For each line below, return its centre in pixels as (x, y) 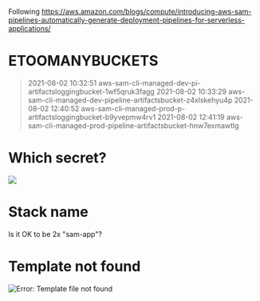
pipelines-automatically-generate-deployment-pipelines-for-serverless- (127, 20)
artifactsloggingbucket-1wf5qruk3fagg (91, 91)
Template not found (75, 267)
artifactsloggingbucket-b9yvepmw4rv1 (92, 117)
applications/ (30, 28)
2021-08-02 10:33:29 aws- (201, 91)
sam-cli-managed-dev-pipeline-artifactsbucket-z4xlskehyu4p (130, 100)
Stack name (49, 212)
